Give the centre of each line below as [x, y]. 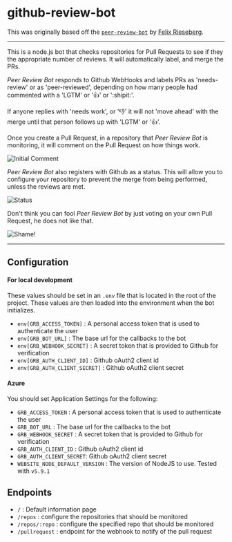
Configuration [38, 262]
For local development [40, 280]
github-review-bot [61, 13]
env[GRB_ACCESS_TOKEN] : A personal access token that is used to [108, 324]
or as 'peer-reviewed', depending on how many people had [114, 87]
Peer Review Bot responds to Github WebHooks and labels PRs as [101, 80]
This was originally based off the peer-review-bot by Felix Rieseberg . [105, 32]
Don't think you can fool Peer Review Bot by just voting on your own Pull [110, 213]
